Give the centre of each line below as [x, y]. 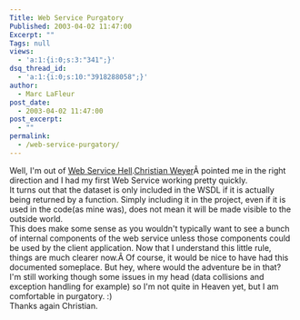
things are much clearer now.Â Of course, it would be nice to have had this [149, 257]
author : [24, 85]
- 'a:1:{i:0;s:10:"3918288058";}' [83, 77]
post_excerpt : [36, 119]
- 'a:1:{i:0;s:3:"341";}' [67, 60]
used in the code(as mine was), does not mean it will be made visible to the [150, 209]
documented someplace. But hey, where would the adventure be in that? [145, 267]
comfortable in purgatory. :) [61, 295]
